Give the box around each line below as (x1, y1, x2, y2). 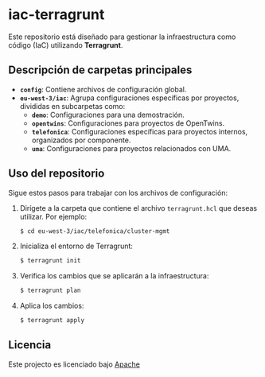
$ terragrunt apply (19, 317, 85, 325)
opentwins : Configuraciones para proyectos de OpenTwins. (31, 118, 225, 128)
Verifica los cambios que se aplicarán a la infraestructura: (19, 271, 209, 281)
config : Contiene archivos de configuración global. (19, 84, 187, 94)
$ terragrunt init (19, 257, 81, 265)
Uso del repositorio (8, 167, 105, 181)
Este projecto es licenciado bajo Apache (8, 360, 141, 369)
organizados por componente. (31, 135, 131, 145)
